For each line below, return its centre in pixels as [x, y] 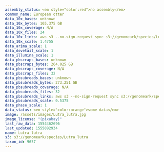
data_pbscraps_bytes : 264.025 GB [39, 64]
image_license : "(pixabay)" [34, 119]
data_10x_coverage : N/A [29, 28]
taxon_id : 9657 [20, 142]
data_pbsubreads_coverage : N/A [37, 87]
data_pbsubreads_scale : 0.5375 [37, 101]
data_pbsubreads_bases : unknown [38, 78]
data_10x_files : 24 [25, 32]
